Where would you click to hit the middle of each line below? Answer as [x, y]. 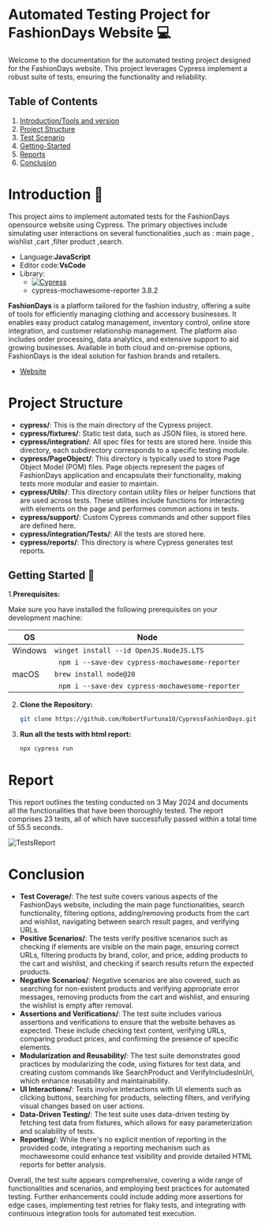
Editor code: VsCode [53, 265]
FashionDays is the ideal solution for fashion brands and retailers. [114, 356]
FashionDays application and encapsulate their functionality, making [131, 475]
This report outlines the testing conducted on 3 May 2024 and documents [128, 802]
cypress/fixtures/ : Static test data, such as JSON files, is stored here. [133, 433]
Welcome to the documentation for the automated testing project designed [129, 60]
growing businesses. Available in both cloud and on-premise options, [120, 347]
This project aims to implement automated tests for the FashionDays [119, 216]
